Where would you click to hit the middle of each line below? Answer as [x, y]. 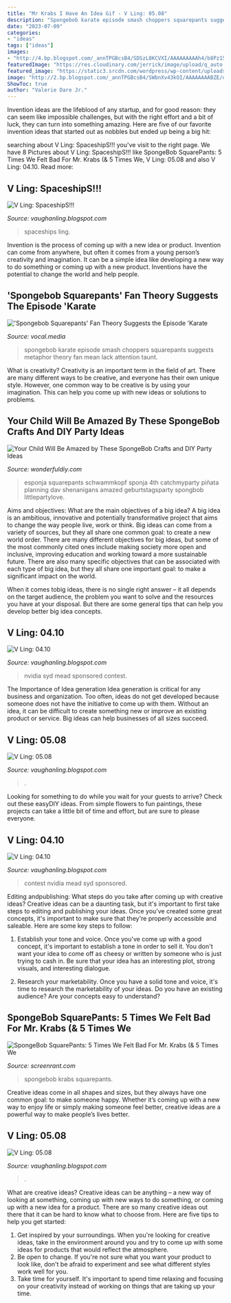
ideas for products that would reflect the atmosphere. [93, 1249]
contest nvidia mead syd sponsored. [75, 883]
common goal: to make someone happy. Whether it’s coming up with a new [113, 1100]
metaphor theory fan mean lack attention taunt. [91, 357]
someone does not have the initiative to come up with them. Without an [108, 704]
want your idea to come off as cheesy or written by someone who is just [119, 954]
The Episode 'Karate [52, 307]
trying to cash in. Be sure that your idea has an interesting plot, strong [116, 961]
